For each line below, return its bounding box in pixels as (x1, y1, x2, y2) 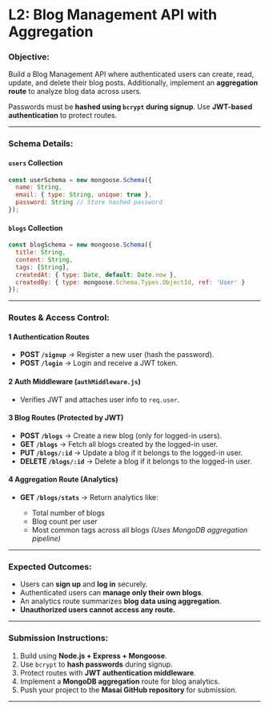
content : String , (15, 255, 74, 264)
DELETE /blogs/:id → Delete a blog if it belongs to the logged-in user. (19, 456, 252, 466)
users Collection (8, 158, 63, 168)
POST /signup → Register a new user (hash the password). (19, 350, 215, 359)
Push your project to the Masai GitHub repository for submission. (19, 684, 238, 695)
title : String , (15, 249, 66, 257)
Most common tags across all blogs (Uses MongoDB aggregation (31, 525, 248, 535)
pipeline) (31, 534, 62, 543)
